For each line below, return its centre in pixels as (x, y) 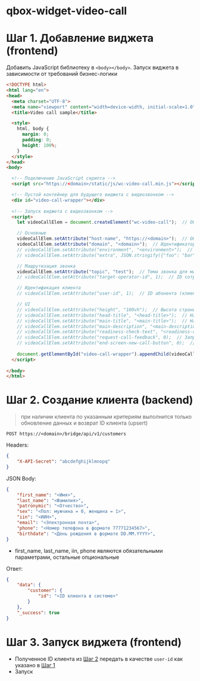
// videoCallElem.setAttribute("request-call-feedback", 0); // (100, 338)
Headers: (17, 445)
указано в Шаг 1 (35, 665)
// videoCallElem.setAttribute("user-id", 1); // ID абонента (97, 293)
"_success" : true (38, 612)
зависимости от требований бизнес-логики (62, 74)
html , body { (33, 129)
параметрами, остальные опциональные (67, 557)
